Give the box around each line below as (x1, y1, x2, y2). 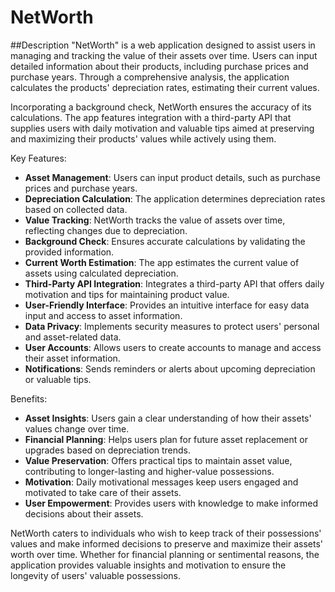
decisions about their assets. (24, 507, 144, 520)
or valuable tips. (24, 373, 92, 385)
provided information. (24, 246, 115, 258)
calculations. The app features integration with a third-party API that (10, 111, 292, 123)
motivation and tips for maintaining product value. (24, 288, 230, 300)
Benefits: (10, 392, 48, 405)
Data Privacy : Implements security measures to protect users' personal (24, 320, 320, 332)
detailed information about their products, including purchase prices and (10, 60, 309, 72)
